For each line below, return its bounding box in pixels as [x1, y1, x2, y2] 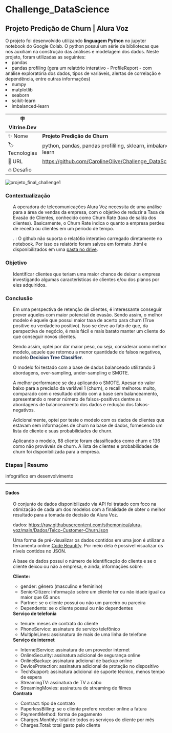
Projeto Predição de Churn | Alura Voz [5, 24, 129, 33]
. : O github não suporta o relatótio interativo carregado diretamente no [12, 235, 162, 242]
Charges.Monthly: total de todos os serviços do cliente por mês [20, 717, 155, 723]
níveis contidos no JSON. [12, 548, 67, 554]
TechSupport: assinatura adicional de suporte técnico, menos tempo [20, 668, 165, 675]
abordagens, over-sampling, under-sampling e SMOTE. [12, 369, 130, 375]
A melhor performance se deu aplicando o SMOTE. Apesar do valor [12, 380, 155, 386]
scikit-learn [12, 97, 36, 104]
